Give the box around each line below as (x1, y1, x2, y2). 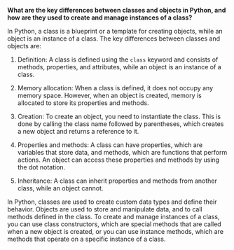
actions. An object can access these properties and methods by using (17, 155, 219, 164)
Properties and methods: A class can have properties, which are (17, 141, 203, 149)
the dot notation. (17, 163, 66, 171)
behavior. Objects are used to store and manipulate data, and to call (7, 205, 202, 213)
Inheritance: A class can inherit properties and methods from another (17, 176, 217, 185)
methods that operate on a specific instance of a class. (7, 235, 166, 243)
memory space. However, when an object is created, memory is (17, 91, 202, 99)
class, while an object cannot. (17, 184, 104, 192)
